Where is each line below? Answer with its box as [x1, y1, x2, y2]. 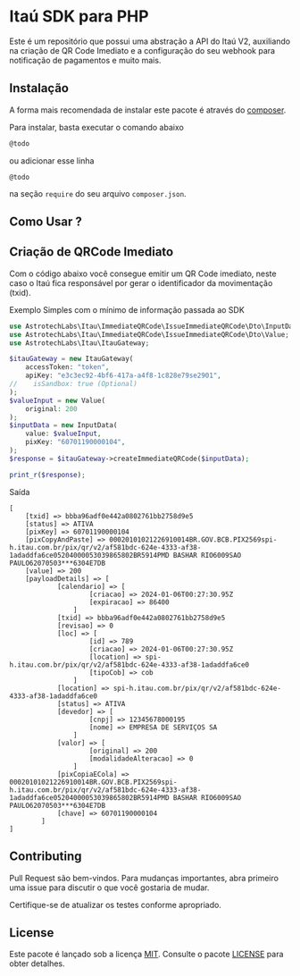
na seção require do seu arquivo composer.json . [9, 188, 187, 198]
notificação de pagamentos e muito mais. [9, 55, 162, 65]
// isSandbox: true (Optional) [9, 380, 138, 389]
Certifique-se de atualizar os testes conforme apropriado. [9, 899, 221, 910]
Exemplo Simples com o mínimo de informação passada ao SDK [9, 304, 246, 315]
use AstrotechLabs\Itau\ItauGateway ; [9, 338, 150, 348]
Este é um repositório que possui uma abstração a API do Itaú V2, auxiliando [9, 36, 291, 46]
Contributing [9, 849, 82, 864]
